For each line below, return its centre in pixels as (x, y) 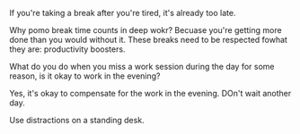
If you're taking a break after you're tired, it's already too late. (123, 13)
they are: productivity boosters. (67, 49)
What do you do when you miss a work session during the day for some (142, 67)
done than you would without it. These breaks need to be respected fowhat (148, 40)
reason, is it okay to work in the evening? (85, 76)
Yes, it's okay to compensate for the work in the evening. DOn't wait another (150, 93)
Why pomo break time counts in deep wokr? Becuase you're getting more (146, 30)
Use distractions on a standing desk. (77, 120)
